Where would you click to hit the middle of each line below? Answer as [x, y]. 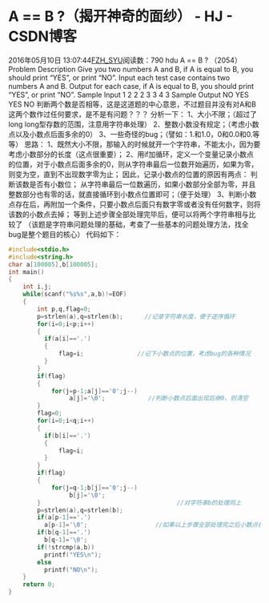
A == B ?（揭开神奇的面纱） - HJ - [121, 16]
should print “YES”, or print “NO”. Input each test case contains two [119, 78]
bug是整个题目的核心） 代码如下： [65, 234]
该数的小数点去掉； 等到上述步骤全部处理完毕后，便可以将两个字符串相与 [128, 214]
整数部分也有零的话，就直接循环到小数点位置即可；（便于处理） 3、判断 [125, 194]
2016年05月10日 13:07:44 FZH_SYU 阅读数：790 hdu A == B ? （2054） [125, 60]
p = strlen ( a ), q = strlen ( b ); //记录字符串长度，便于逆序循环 [136, 316]
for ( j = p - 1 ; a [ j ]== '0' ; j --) [94, 391]
